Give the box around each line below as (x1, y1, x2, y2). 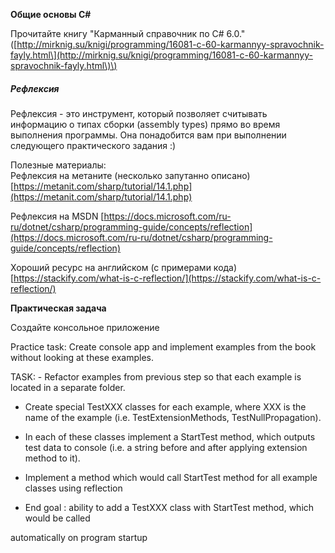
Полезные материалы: (10, 159, 107, 171)
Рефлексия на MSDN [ (10, 210, 105, 222)
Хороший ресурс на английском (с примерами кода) (10, 261, 238, 273)
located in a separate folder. (10, 381, 126, 393)
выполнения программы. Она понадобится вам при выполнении (10, 129, 287, 141)
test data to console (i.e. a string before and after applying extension (24, 441, 308, 453)
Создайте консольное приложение (10, 321, 160, 333)
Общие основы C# (10, 9, 92, 20)
